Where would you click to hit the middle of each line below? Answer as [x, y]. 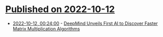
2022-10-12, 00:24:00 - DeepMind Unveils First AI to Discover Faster [85, 23]
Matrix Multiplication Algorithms [46, 28]
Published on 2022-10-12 [60, 9]
